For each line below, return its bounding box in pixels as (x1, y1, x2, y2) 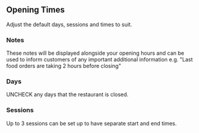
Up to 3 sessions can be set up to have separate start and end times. (6, 120, 177, 127)
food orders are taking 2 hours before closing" (6, 63, 121, 70)
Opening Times (6, 5, 65, 15)
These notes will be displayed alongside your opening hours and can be (6, 49, 185, 57)
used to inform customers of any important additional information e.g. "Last (6, 56, 194, 63)
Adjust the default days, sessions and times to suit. (6, 20, 132, 28)
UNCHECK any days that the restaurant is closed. (6, 91, 129, 98)
